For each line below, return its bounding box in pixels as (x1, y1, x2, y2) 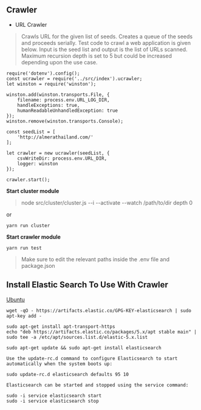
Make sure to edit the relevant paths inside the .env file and (21, 255, 170, 263)
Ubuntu (6, 296, 26, 303)
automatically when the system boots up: (6, 361, 113, 367)
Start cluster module (6, 187, 60, 194)
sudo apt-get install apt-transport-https (6, 323, 115, 330)
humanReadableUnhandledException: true (17, 108, 118, 114)
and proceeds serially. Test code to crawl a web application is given (21, 39, 191, 46)
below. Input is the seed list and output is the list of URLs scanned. (21, 46, 188, 53)
